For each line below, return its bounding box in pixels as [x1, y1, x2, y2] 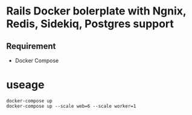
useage [6, 78, 45, 92]
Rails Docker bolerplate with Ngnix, [6, 4, 187, 18]
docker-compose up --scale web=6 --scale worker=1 [6, 103, 136, 109]
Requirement [6, 41, 56, 51]
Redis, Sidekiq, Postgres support [6, 17, 174, 31]
